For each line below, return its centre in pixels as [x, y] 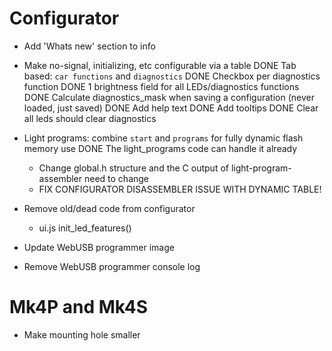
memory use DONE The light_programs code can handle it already [160, 148]
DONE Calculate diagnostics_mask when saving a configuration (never [169, 97]
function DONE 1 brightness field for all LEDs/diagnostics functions [161, 86]
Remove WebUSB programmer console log [112, 266]
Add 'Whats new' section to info [89, 46]
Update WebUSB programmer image [99, 247]
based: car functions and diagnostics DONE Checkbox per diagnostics [172, 76]
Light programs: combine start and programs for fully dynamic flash [163, 138]
